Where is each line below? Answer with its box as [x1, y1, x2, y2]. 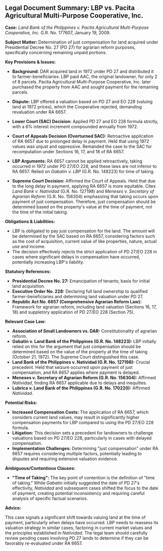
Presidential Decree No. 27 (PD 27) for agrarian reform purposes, [5, 44, 136, 50]
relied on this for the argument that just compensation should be [12, 344, 141, 349]
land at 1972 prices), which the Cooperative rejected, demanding [12, 103, 142, 109]
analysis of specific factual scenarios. [12, 495, 88, 501]
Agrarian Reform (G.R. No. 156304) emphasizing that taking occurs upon [12, 193, 159, 199]
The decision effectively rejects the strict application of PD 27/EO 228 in [12, 248, 157, 254]
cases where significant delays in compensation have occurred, [12, 254, 140, 260]
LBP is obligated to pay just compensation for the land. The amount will [12, 228, 155, 234]
